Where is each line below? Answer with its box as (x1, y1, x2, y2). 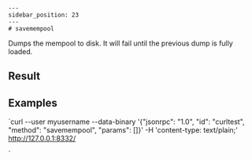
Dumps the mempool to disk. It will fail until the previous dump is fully (8, 38, 234, 48)
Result (8, 70, 41, 83)
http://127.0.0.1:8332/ (8, 134, 76, 144)
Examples (8, 96, 57, 110)
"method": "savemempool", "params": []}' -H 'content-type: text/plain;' (8, 125, 239, 135)
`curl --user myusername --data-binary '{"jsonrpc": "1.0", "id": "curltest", (8, 117, 246, 126)
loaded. (8, 47, 33, 56)
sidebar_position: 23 (8, 11, 80, 19)
